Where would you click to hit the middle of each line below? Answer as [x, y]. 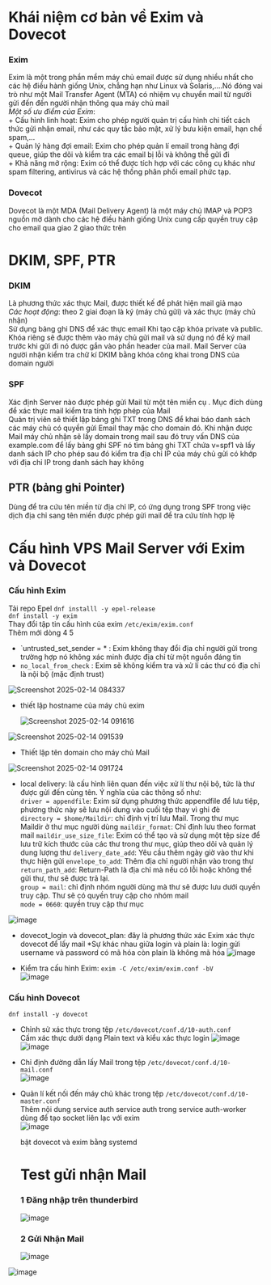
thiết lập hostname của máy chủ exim [83, 705]
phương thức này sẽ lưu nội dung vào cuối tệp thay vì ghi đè [120, 809]
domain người [31, 363]
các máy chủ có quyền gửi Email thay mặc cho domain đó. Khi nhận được [131, 428]
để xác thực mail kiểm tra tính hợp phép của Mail [89, 410]
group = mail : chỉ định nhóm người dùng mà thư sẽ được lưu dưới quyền [140, 886]
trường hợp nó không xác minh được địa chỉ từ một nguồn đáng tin [130, 657]
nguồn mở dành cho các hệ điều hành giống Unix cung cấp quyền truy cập [133, 219]
